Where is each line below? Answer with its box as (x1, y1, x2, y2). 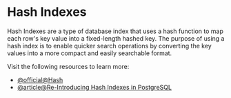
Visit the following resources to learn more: (7, 62, 130, 70)
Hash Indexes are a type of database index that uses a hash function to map (7, 27, 224, 35)
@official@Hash (17, 75, 63, 84)
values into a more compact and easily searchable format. (7, 49, 172, 57)
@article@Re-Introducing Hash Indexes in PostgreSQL (17, 83, 172, 91)
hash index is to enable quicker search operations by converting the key (7, 41, 212, 50)
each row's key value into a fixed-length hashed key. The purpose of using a (7, 34, 225, 42)
